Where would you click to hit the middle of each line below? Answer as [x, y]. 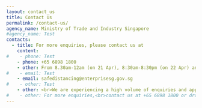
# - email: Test [31, 73]
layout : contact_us [31, 12]
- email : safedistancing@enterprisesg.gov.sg [75, 79]
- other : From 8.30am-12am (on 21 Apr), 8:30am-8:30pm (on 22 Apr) [103, 67]
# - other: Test [31, 85]
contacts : [19, 40]
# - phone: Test [31, 56]
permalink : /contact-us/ [37, 23]
